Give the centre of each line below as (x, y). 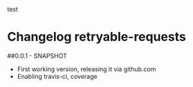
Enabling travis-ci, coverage (57, 76)
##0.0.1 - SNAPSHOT (37, 55)
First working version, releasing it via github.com (86, 69)
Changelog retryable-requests (97, 37)
